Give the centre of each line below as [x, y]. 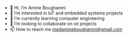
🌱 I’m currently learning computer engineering [57, 18]
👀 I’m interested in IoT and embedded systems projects [66, 13]
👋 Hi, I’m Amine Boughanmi [38, 8]
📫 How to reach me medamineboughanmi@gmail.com [66, 29]
